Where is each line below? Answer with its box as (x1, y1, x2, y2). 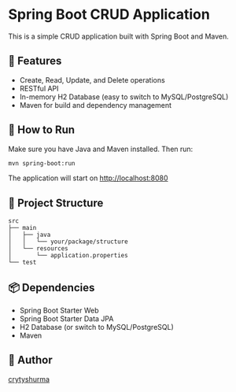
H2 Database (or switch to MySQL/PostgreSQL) (19, 323, 175, 332)
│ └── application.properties (8, 252, 128, 260)
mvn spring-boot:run (8, 159, 76, 167)
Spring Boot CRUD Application (8, 6, 210, 24)
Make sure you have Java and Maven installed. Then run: (8, 144, 194, 153)
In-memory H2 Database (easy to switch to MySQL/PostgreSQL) (19, 92, 229, 102)
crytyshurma (8, 374, 50, 383)
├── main (8, 224, 37, 232)
